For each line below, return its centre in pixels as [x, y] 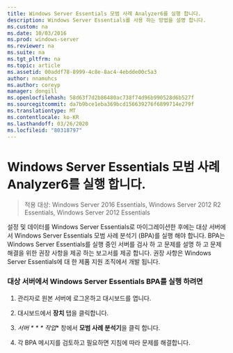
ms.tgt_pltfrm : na [34, 59]
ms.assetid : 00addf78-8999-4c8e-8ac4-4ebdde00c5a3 [82, 72]
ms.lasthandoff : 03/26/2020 [48, 124]
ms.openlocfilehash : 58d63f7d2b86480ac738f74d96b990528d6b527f [101, 98]
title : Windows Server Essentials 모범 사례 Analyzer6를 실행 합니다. [104, 14]
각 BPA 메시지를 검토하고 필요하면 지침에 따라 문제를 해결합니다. [104, 343]
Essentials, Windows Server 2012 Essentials [87, 212]
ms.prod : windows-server [43, 40]
